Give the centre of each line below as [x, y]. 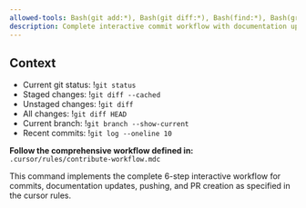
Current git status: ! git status [79, 85]
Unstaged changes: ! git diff [78, 104]
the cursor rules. [41, 195]
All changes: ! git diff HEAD [75, 114]
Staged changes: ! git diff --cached [92, 94]
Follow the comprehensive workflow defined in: [102, 151]
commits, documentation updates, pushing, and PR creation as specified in [150, 186]
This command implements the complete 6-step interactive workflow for [145, 176]
